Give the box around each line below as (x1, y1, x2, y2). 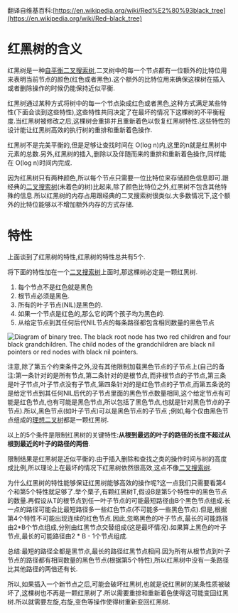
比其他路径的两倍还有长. (7, 564, 78, 573)
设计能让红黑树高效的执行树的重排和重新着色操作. (7, 125, 153, 134)
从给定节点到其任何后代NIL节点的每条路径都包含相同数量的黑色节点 (17, 318, 215, 327)
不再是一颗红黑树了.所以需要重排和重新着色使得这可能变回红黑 (46, 588, 229, 597)
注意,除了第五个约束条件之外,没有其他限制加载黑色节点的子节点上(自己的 (7, 362, 219, 371)
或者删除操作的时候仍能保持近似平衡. (7, 84, 116, 92)
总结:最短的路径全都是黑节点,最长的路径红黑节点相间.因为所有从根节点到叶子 (7, 546, 231, 555)
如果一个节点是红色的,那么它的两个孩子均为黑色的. (17, 309, 165, 318)
